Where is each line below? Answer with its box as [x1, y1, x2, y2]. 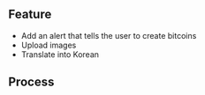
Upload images [20, 40, 77, 50]
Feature [8, 7, 52, 22]
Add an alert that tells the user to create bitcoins [20, 30, 197, 40]
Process [8, 75, 55, 90]
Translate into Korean [20, 48, 99, 60]
